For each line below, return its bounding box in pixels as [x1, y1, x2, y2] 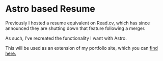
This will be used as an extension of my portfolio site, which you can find [5, 45, 158, 51]
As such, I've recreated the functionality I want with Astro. [5, 35, 127, 41]
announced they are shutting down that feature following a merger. [5, 25, 146, 31]
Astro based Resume [5, 3, 95, 15]
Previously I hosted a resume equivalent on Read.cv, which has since [5, 20, 150, 26]
